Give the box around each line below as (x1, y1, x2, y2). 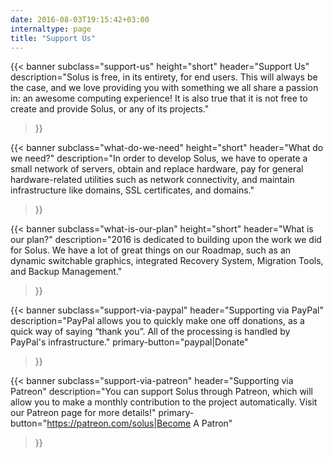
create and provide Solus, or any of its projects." (10, 103, 210, 115)
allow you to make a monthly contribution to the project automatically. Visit (10, 396, 318, 408)
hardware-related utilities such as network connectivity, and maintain (10, 174, 295, 186)
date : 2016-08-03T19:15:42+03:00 (10, 14, 150, 25)
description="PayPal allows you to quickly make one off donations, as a (10, 315, 305, 327)
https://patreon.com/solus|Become (46, 417, 192, 430)
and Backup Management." (10, 266, 123, 278)
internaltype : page (10, 24, 92, 34)
